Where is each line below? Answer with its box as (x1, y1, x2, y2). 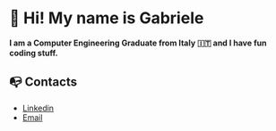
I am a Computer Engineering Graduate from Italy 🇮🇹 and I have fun (9, 37, 267, 48)
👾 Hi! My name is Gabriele (9, 8, 204, 29)
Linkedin (22, 102, 55, 113)
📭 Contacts (9, 75, 78, 90)
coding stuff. (9, 47, 58, 58)
